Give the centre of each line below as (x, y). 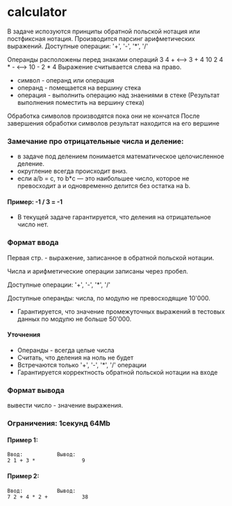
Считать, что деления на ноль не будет (75, 357)
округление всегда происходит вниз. (72, 171)
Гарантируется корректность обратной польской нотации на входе (117, 372)
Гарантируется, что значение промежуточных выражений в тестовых (121, 311)
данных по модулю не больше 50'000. (74, 319)
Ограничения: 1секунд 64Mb (59, 423)
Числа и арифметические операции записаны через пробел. (98, 271)
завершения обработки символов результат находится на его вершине (114, 123)
